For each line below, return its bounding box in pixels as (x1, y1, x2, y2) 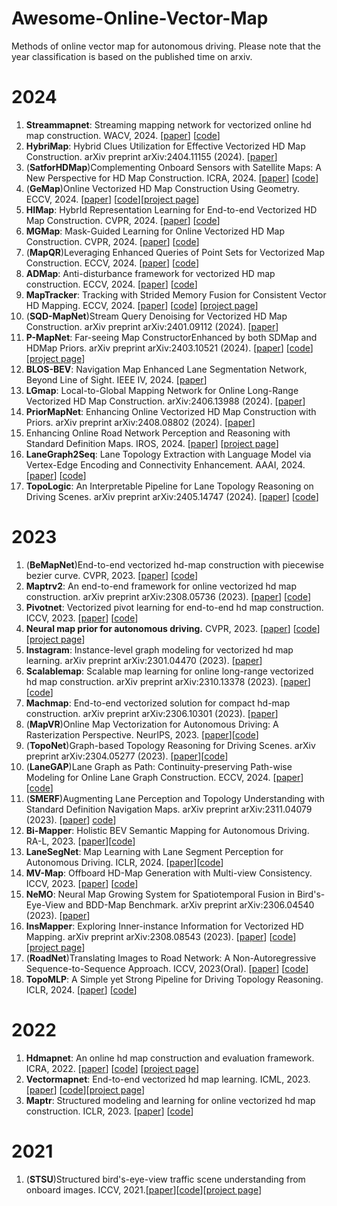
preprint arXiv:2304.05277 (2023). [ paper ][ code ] (25, 750, 229, 762)
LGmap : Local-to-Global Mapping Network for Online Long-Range (25, 384, 299, 396)
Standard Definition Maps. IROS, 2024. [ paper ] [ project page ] (25, 437, 279, 449)
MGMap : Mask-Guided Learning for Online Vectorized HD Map (25, 225, 286, 237)
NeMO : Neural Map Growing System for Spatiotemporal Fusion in (25, 888, 296, 900)
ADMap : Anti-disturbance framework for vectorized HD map (25, 267, 276, 279)
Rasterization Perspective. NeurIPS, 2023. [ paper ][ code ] (25, 728, 259, 741)
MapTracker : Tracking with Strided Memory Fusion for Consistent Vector (25, 288, 327, 301)
